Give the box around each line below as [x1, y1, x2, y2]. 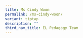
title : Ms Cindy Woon [5, 7, 50, 12]
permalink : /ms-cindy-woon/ [5, 12, 63, 17]
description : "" [5, 21, 39, 26]
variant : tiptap [5, 16, 39, 21]
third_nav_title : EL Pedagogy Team [5, 26, 79, 31]
